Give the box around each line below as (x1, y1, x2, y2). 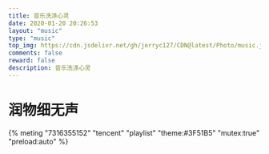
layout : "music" (8, 26, 62, 34)
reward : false (8, 57, 56, 65)
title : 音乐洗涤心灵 (8, 11, 70, 20)
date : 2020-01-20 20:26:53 (8, 19, 98, 27)
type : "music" (8, 34, 56, 43)
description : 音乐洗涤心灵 (8, 64, 91, 72)
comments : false (8, 49, 62, 57)
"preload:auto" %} (8, 136, 69, 146)
